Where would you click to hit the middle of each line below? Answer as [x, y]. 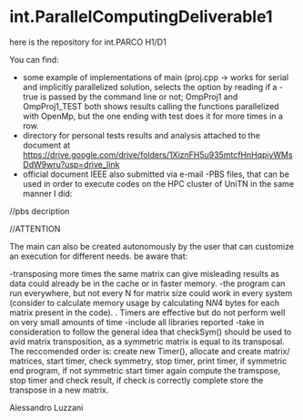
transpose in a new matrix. [59, 390]
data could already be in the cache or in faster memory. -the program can [147, 283]
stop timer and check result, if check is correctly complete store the [136, 380]
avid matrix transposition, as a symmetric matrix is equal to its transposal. [147, 341]
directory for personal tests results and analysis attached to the [141, 135]
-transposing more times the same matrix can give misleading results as [145, 273]
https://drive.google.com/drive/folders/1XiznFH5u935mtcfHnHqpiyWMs [157, 154]
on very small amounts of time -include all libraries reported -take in [137, 322]
